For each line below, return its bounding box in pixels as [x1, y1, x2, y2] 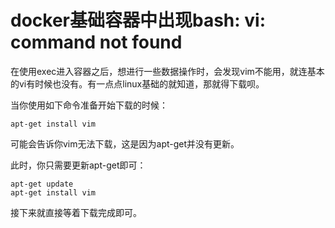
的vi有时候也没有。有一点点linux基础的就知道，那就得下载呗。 [10, 77, 265, 90]
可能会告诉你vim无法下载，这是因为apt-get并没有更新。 [10, 137, 240, 150]
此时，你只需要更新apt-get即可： [10, 159, 147, 171]
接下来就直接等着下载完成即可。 [10, 206, 142, 218]
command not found [10, 31, 183, 54]
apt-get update [10, 179, 74, 189]
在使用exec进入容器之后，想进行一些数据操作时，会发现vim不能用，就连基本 [10, 65, 325, 77]
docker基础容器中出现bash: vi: [10, 9, 266, 32]
